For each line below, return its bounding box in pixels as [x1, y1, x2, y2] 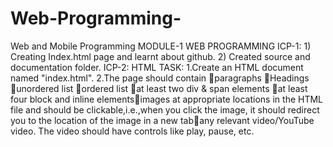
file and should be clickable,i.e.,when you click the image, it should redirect [10, 103, 320, 116]
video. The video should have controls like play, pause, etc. [10, 125, 255, 137]
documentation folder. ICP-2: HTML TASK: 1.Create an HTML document [10, 61, 304, 73]
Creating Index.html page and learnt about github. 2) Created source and [10, 50, 311, 62]
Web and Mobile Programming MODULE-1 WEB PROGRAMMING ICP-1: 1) [10, 40, 312, 52]
